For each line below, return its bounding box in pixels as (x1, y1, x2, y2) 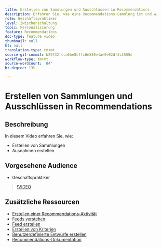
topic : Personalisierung (5, 25, 55, 30)
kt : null (5, 43, 23, 48)
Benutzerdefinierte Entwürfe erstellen (12, 231, 87, 237)
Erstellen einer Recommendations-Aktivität (12, 211, 97, 216)
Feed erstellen (12, 221, 40, 227)
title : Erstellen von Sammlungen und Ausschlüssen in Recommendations (5, 7, 150, 12)
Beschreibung (5, 120, 48, 128)
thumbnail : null (5, 39, 38, 44)
